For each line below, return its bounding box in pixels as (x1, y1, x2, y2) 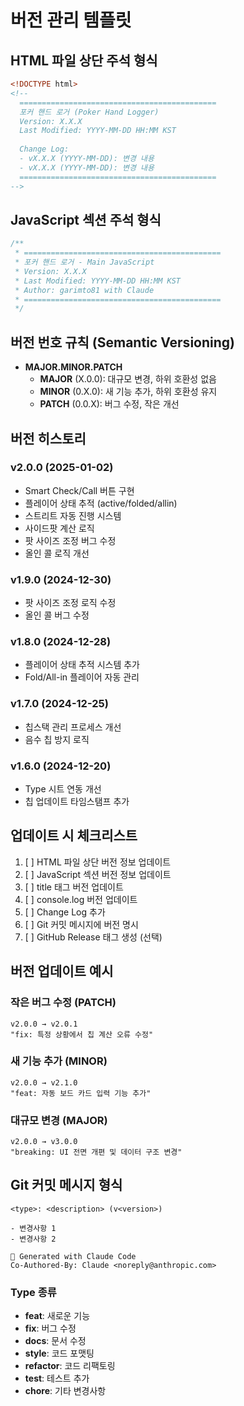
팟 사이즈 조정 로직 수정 (24, 597, 117, 609)
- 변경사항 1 (10, 1223, 57, 1233)
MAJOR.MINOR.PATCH (24, 361, 123, 373)
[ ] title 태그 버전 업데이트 (24, 881, 124, 893)
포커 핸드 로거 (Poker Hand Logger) (19, 107, 160, 117)
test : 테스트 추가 (24, 1372, 90, 1385)
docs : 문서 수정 (24, 1335, 87, 1347)
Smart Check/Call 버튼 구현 (24, 484, 135, 496)
